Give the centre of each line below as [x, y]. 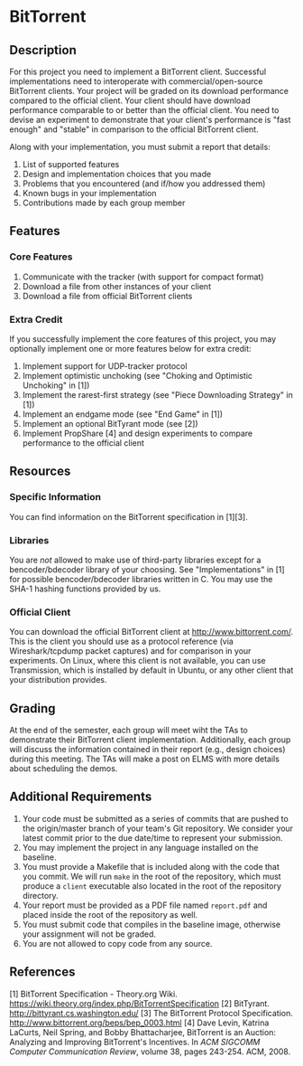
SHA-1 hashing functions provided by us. [85, 589]
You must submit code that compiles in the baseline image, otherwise [151, 924]
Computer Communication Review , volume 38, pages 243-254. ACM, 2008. [150, 1052]
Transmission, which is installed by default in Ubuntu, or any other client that [151, 670]
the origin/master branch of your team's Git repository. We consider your [158, 828]
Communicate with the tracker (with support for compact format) [143, 277]
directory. [40, 895]
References [42, 972]
